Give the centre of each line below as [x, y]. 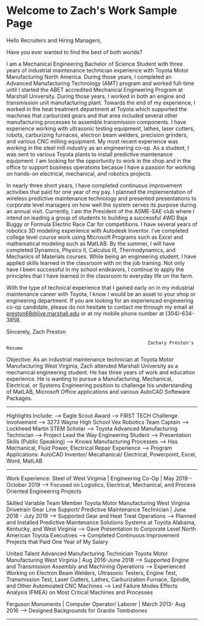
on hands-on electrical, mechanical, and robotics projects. [79, 173]
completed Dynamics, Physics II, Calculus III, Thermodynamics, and [91, 250]
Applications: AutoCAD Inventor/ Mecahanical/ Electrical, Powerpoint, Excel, [101, 454]
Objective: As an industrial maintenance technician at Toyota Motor [90, 359]
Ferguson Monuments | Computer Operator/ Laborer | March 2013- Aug [96, 604]
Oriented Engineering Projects [44, 491]
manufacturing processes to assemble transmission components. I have [96, 122]
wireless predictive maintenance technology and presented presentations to [101, 198]
